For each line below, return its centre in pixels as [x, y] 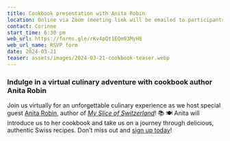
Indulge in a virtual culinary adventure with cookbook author [110, 81]
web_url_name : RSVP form [42, 45]
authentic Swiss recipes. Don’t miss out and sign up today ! [90, 130]
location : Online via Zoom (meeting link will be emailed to [96, 20]
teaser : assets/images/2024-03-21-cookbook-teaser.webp [88, 58]
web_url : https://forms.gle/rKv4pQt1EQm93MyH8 [75, 39]
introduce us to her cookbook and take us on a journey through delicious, [111, 123]
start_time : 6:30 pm [37, 33]
